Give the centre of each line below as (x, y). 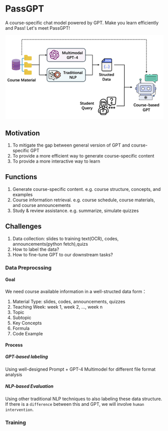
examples (22, 194)
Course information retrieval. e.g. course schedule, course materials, (83, 200)
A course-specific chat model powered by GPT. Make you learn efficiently (82, 23)
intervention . (19, 410)
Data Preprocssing (28, 267)
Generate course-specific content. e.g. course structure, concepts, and (87, 189)
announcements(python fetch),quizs (50, 244)
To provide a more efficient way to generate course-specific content (83, 156)
